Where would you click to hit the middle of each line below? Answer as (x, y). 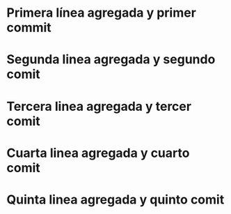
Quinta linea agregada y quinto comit (115, 199)
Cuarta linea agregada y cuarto (98, 153)
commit (29, 28)
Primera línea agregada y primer (101, 13)
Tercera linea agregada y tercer (99, 106)
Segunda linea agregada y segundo (111, 60)
